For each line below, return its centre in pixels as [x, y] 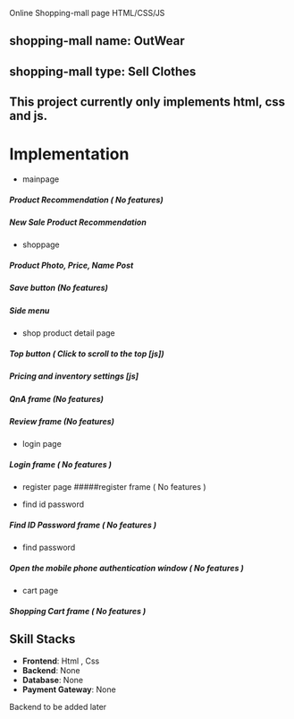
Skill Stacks [42, 639]
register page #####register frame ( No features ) [114, 487]
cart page [40, 591]
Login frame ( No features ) [61, 464]
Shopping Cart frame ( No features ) [78, 611]
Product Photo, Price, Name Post [71, 265]
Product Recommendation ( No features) [86, 200]
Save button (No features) [59, 288]
